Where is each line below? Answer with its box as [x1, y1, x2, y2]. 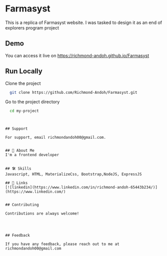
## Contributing [5, 203, 39, 208]
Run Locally [5, 67, 42, 75]
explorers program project [5, 24, 59, 30]
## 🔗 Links [5, 181, 28, 186]
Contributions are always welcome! [5, 211, 79, 216]
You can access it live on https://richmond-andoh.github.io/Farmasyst [5, 52, 149, 58]
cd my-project [9, 108, 39, 114]
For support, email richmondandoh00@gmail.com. [5, 135, 106, 140]
